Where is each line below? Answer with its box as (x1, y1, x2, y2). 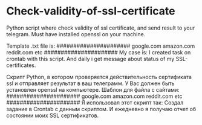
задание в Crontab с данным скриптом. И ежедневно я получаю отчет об (6, 105, 197, 112)
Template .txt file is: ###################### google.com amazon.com (6, 42, 195, 50)
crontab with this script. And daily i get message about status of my (6, 55, 175, 62)
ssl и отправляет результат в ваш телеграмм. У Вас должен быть (6, 80, 175, 87)
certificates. (6, 62, 36, 69)
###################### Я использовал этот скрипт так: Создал (6, 98, 184, 106)
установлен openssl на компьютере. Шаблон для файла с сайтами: (6, 86, 180, 93)
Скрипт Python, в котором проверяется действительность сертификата (6, 73, 192, 80)
